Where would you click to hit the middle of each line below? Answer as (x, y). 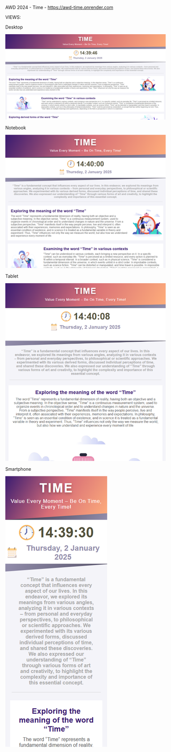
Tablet (12, 276)
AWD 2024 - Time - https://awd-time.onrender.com (59, 7)
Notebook (16, 127)
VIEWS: (13, 17)
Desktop (14, 27)
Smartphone (18, 469)
